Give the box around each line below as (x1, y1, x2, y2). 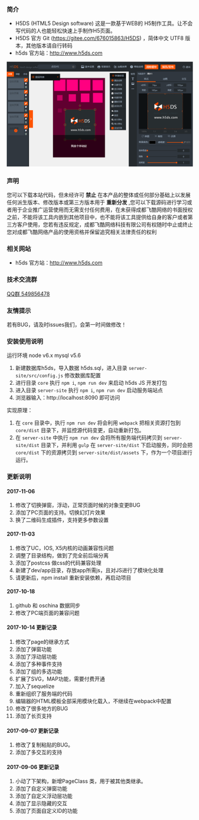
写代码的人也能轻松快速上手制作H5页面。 (15, 27, 116, 34)
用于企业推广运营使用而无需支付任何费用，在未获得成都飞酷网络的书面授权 (11, 206, 193, 213)
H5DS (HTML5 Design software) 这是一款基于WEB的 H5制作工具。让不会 (15, 20, 193, 27)
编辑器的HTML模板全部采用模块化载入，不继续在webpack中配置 (15, 698, 172, 705)
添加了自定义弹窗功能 (15, 785, 67, 792)
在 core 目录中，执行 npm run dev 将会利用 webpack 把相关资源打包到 (15, 419, 181, 426)
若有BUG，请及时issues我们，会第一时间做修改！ (6, 321, 127, 328)
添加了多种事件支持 (15, 661, 63, 668)
